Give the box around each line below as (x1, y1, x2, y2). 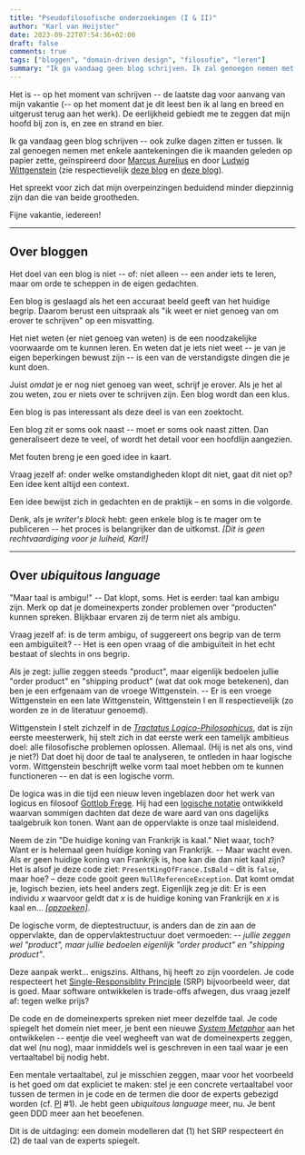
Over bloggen (9, 244, 89, 260)
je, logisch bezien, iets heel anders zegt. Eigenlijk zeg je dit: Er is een (9, 882, 267, 893)
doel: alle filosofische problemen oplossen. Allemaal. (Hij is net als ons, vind (9, 742, 293, 752)
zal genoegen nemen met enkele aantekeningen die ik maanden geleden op (9, 144, 293, 155)
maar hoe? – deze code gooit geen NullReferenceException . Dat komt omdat (9, 873, 295, 884)
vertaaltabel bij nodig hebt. (9, 1051, 110, 1062)
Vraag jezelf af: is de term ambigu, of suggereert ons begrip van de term (9, 629, 281, 640)
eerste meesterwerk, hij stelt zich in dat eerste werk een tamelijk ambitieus (9, 732, 290, 742)
